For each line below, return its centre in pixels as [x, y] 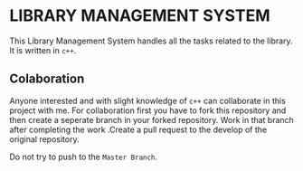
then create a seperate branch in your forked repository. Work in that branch [151, 119]
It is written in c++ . [43, 50]
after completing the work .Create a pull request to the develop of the [138, 129]
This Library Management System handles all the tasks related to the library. [151, 41]
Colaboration [47, 79]
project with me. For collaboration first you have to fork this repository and [148, 110]
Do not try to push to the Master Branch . [84, 157]
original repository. [44, 139]
